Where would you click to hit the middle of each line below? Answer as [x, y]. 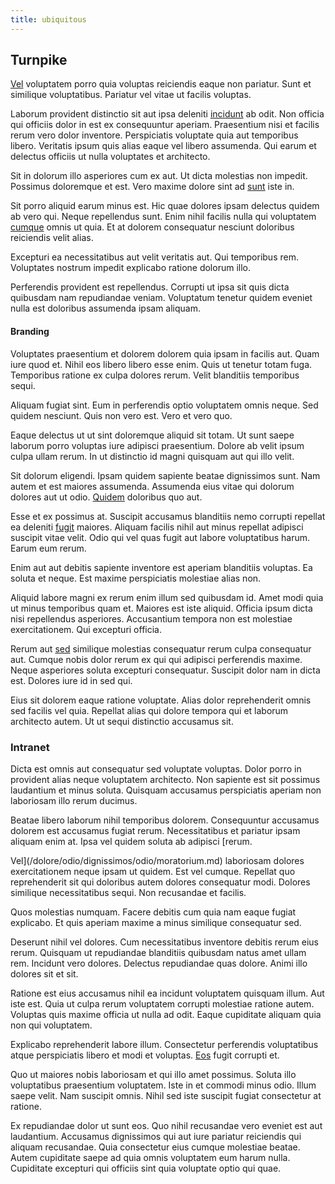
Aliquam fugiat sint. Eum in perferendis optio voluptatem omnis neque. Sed [164, 405]
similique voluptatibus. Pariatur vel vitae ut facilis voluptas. [131, 95]
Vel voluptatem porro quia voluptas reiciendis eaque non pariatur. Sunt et [161, 84]
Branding [30, 332]
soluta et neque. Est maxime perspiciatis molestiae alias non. [136, 578]
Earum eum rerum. [48, 548]
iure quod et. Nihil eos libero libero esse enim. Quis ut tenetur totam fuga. [161, 364]
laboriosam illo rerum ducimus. [74, 800]
